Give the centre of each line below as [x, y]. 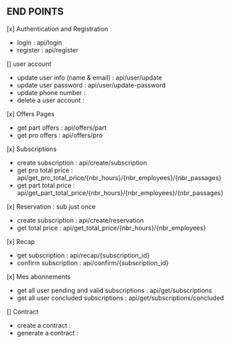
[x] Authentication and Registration [57, 28]
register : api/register [47, 50]
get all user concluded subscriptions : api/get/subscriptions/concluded [120, 298]
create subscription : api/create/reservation [80, 220]
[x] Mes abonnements [39, 277]
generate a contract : [47, 333]
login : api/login [39, 43]
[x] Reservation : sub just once [51, 206]
